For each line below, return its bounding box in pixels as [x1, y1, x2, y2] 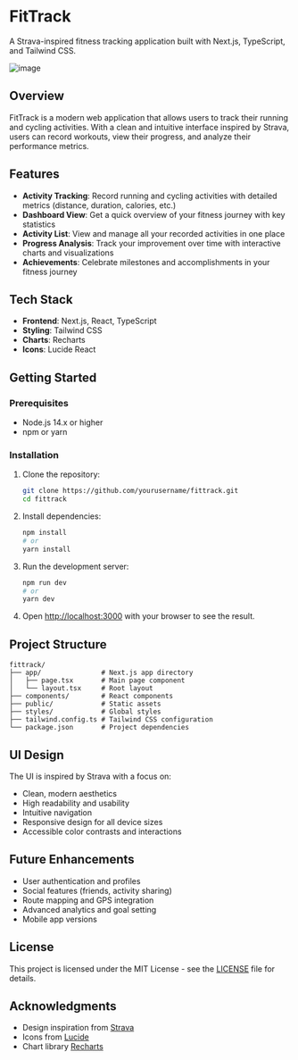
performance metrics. [9, 140, 89, 151]
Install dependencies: [21, 511, 102, 522]
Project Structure [9, 637, 107, 652]
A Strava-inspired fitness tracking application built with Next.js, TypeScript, [9, 36, 286, 46]
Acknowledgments [9, 998, 118, 1014]
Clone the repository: [21, 469, 101, 480]
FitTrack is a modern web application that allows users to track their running [9, 112, 288, 122]
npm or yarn [21, 427, 68, 438]
